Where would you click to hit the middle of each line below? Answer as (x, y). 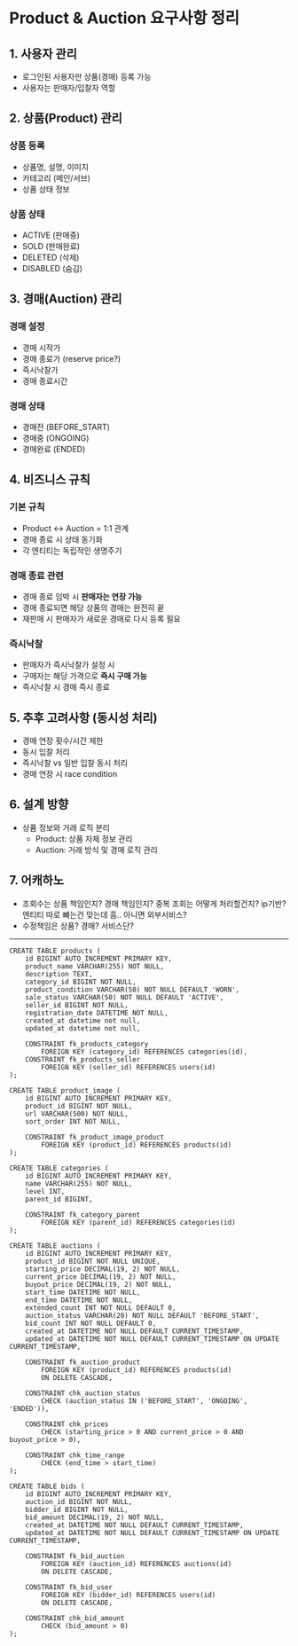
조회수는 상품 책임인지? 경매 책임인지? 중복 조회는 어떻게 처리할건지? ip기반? (154, 903)
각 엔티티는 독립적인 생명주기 (72, 550)
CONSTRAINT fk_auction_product (83, 1362)
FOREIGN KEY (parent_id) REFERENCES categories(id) (139, 1222)
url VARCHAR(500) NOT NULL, (77, 1114)
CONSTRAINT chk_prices (67, 1424)
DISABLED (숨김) (52, 268)
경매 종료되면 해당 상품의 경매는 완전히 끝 (93, 607)
